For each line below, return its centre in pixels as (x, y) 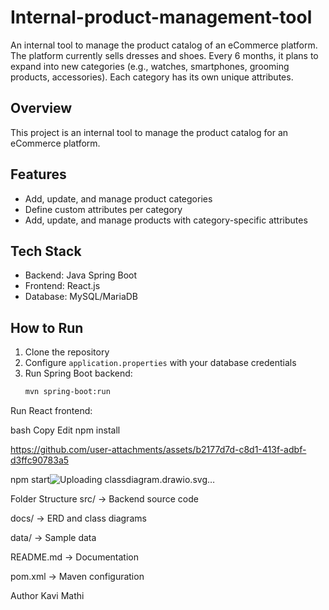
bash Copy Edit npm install (65, 430)
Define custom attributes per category (103, 209)
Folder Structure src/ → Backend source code (104, 499)
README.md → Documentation (74, 557)
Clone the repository (67, 352)
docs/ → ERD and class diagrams (78, 518)
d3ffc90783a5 (40, 460)
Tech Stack (46, 251)
